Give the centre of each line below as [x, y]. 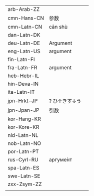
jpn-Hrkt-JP [23, 101]
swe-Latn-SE [24, 176]
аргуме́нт [60, 160]
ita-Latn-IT [21, 92]
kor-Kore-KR [23, 127]
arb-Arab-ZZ [24, 9]
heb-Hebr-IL [23, 76]
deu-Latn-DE [24, 43]
